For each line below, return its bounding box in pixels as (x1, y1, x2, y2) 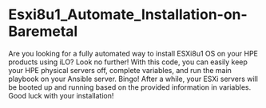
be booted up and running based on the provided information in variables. (8, 82, 252, 92)
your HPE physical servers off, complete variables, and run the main (8, 65, 232, 75)
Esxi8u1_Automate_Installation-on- (8, 6, 248, 24)
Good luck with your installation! (8, 91, 114, 100)
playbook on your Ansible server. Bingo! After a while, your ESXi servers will (8, 74, 258, 83)
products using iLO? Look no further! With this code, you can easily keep (8, 57, 248, 67)
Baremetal (8, 22, 78, 40)
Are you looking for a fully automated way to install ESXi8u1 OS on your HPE (8, 48, 258, 58)
